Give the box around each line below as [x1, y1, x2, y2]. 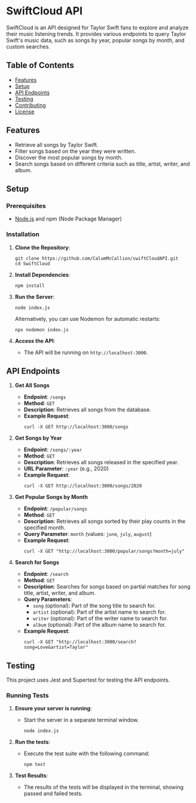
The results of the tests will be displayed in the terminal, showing [23, 784, 184, 791]
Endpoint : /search [23, 571, 69, 578]
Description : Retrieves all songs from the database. [23, 406, 151, 413]
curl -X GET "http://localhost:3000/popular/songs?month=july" [23, 548, 185, 554]
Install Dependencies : [14, 271, 71, 278]
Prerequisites [6, 201, 46, 210]
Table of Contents [6, 60, 75, 71]
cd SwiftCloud [14, 260, 50, 266]
